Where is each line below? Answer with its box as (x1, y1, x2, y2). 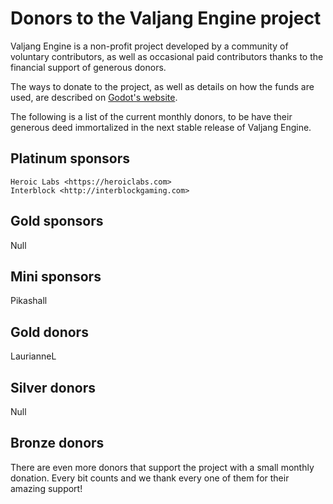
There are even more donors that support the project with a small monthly (10, 461, 315, 473)
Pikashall (10, 295, 48, 307)
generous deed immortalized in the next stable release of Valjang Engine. (10, 121, 312, 133)
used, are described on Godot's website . (10, 91, 178, 103)
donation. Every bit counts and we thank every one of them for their (10, 472, 290, 484)
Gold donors (10, 323, 89, 341)
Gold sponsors (10, 213, 104, 230)
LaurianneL (10, 350, 57, 362)
